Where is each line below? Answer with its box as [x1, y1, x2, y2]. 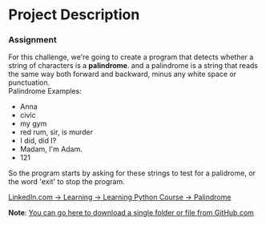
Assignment [8, 34, 58, 46]
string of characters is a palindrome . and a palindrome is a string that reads [8, 61, 259, 70]
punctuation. [8, 78, 50, 87]
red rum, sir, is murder [19, 127, 94, 137]
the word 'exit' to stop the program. [8, 177, 126, 187]
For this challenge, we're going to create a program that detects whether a [8, 52, 254, 62]
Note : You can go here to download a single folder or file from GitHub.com [8, 208, 255, 218]
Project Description [8, 6, 140, 24]
